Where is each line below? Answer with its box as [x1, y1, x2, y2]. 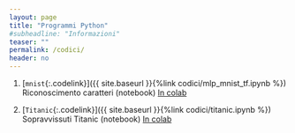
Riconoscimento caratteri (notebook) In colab [21, 87, 187, 98]
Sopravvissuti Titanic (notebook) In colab [21, 114, 172, 124]
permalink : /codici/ [9, 46, 86, 55]
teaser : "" [9, 37, 49, 47]
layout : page [9, 12, 57, 22]
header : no [9, 54, 49, 63]
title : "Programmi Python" [9, 21, 109, 30]
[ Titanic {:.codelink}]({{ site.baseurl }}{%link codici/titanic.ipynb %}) [21, 105, 272, 115]
